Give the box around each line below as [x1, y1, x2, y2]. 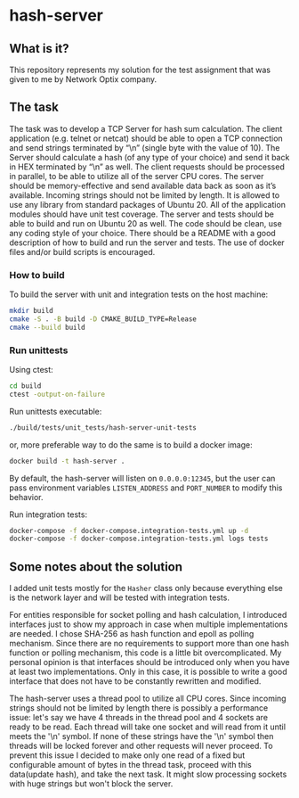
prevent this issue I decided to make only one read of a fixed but [9, 750, 246, 761]
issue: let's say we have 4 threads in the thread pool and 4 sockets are [9, 712, 269, 723]
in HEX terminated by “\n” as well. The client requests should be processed [9, 161, 285, 172]
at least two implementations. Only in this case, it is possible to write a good [9, 666, 287, 678]
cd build [9, 382, 42, 391]
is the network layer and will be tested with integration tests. [9, 592, 230, 603]
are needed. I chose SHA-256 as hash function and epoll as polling [9, 629, 255, 639]
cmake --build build [9, 323, 86, 332]
